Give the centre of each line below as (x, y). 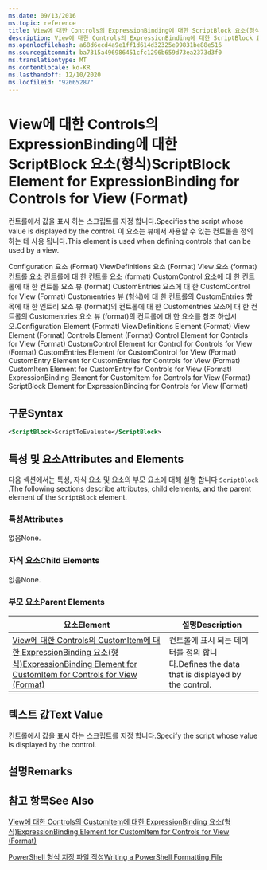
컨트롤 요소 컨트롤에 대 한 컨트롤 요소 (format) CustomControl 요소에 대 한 (124, 276)
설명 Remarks (41, 772)
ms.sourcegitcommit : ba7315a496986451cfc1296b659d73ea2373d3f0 (115, 53)
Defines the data (209, 664)
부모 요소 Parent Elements (57, 602)
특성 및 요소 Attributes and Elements (96, 459)
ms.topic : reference (43, 23)
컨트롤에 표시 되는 (200, 640)
